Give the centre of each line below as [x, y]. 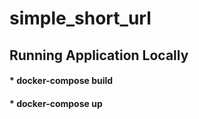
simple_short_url [80, 18]
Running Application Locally [99, 55]
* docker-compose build [61, 81]
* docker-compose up [56, 103]
